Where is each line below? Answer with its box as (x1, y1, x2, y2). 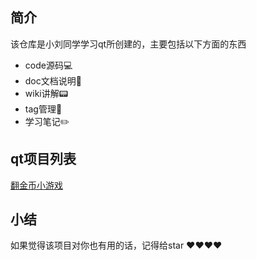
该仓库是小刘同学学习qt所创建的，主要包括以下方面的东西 (10, 38, 247, 50)
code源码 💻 (24, 59, 73, 71)
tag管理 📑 (24, 103, 63, 115)
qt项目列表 (10, 151, 77, 168)
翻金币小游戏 (10, 179, 63, 191)
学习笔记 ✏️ (24, 115, 70, 127)
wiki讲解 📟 (24, 87, 69, 99)
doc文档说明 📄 (24, 74, 82, 87)
